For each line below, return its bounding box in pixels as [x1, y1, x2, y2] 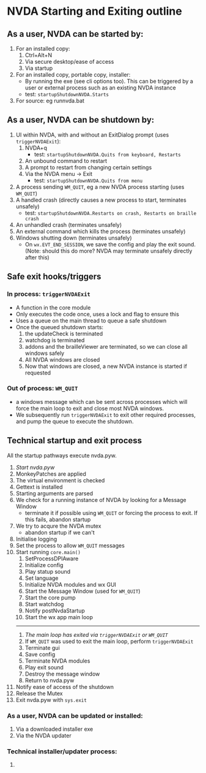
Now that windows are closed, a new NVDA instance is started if [24, 362, 187, 370]
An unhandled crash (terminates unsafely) [15, 221, 122, 228]
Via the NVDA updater [15, 731, 72, 739]
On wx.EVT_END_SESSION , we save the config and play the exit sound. [24, 240, 196, 248]
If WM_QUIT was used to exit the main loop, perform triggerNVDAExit [24, 638, 194, 645]
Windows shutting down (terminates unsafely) [15, 234, 132, 242]
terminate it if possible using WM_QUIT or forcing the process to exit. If [24, 509, 198, 516]
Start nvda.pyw [15, 463, 55, 471]
